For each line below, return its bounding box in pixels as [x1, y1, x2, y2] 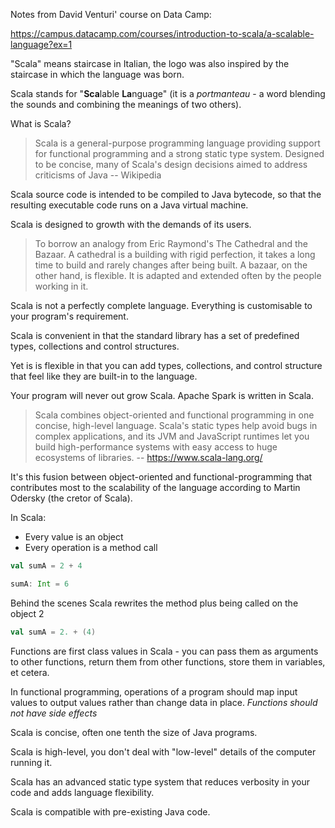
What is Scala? [10, 118, 72, 129]
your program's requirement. [10, 310, 129, 322]
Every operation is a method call [24, 542, 158, 553]
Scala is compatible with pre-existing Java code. [10, 805, 211, 818]
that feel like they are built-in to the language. [10, 370, 198, 382]
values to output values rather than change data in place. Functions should [10, 696, 318, 708]
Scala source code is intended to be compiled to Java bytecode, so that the [10, 189, 322, 200]
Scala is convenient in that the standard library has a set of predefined [10, 330, 300, 341]
